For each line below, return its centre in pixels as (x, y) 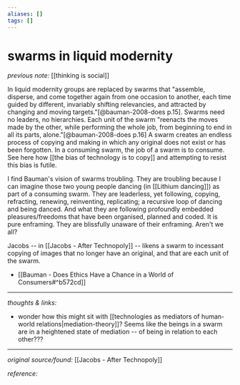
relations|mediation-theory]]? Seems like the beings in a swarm (129, 324)
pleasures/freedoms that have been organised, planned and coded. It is (112, 217)
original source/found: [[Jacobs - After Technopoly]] (85, 360)
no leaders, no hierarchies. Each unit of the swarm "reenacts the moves (113, 120)
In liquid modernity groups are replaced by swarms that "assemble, (106, 89)
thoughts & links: (32, 303)
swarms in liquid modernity (90, 56)
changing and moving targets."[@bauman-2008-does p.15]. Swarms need (116, 112)
